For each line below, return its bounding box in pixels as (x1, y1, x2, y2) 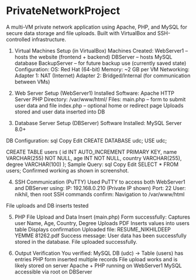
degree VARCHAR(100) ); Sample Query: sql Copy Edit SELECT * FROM (6, 161, 179, 168)
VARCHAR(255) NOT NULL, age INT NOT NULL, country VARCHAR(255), (6, 154, 182, 161)
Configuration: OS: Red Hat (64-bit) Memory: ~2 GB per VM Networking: (14, 65, 190, 72)
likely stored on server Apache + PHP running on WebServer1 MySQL (14, 262, 183, 269)
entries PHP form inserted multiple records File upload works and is (14, 255, 178, 262)
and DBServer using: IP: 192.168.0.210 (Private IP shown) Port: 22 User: (14, 184, 186, 191)
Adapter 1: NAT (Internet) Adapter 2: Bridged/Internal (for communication (14, 72, 191, 79)
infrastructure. (32, 36, 66, 43)
